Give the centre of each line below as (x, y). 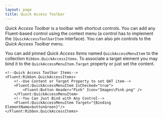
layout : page (18, 10)
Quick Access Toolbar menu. (34, 44)
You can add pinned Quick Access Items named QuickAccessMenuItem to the (82, 53)
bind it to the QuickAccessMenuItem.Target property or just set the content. (80, 64)
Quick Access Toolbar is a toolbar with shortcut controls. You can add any (80, 28)
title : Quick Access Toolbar (35, 14)
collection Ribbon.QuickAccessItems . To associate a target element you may (81, 58)
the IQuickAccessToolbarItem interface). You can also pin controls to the (78, 38)
